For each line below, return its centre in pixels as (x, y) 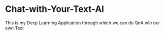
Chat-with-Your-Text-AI (55, 9)
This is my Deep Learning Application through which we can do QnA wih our (82, 23)
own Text (15, 28)
